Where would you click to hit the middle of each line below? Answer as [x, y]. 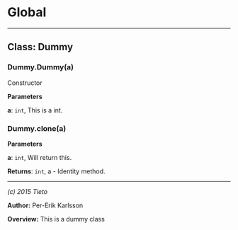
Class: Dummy [40, 47]
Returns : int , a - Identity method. [56, 171]
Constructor [25, 83]
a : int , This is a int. [35, 110]
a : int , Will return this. [40, 157]
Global [27, 12]
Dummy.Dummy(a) [41, 67]
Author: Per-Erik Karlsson [45, 205]
